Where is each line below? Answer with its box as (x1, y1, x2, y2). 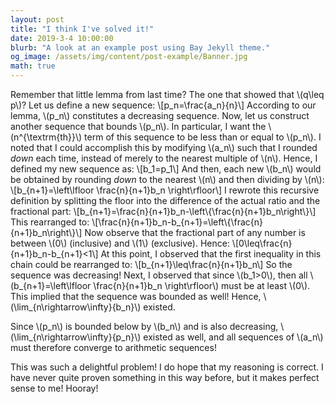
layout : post (10, 14, 65, 25)
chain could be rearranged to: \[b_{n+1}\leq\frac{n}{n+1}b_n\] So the (10, 259, 293, 270)
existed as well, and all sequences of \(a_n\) (143, 331, 324, 343)
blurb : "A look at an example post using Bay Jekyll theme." (10, 42, 271, 53)
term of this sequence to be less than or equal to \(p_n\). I (84, 131, 322, 143)
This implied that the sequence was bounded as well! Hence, (10, 291, 262, 302)
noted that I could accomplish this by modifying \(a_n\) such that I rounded (10, 142, 318, 153)
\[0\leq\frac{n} (231, 237, 293, 249)
